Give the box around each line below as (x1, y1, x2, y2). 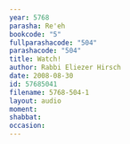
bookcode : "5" (9, 30, 62, 38)
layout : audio (9, 96, 62, 106)
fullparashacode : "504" (9, 38, 98, 47)
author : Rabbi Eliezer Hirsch (9, 64, 122, 72)
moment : (9, 105, 38, 114)
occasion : (9, 122, 46, 131)
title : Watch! (9, 55, 62, 64)
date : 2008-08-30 (9, 72, 74, 80)
